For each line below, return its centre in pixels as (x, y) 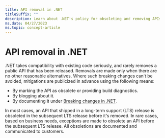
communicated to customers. (35, 131)
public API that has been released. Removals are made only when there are (81, 71)
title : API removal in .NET (34, 10)
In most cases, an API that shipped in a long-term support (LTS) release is (80, 111)
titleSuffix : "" (22, 14)
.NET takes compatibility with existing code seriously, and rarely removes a (81, 66)
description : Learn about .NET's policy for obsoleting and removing (78, 19)
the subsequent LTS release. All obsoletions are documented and (71, 126)
